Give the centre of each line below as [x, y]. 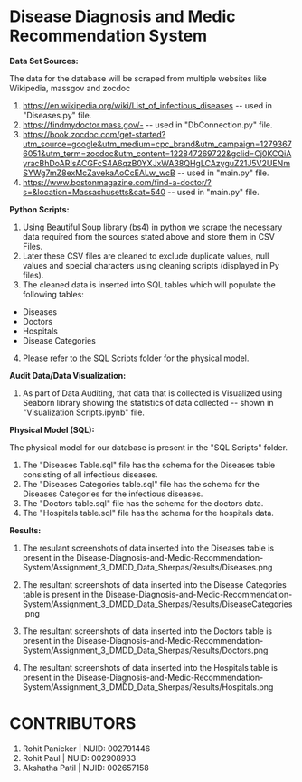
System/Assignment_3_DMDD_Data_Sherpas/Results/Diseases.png [147, 567]
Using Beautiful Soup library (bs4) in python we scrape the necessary [152, 227]
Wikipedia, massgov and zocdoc [70, 88]
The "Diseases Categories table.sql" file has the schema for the [141, 484]
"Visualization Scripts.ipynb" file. [83, 412]
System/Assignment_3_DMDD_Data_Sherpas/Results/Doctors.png [145, 650]
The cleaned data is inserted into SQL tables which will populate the [149, 284]
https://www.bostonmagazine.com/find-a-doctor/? [117, 182]
